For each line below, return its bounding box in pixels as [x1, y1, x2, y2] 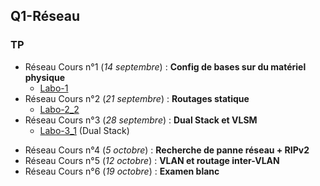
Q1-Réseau [10, 8, 80, 25]
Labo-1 [39, 82, 69, 94]
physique [24, 71, 66, 83]
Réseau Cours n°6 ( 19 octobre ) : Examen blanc [24, 165, 220, 177]
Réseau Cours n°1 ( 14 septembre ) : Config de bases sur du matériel [24, 60, 307, 73]
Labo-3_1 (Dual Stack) [39, 124, 130, 136]
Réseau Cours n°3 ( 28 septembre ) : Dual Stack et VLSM [24, 114, 258, 126]
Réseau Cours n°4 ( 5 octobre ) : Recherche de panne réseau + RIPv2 [24, 144, 310, 156]
